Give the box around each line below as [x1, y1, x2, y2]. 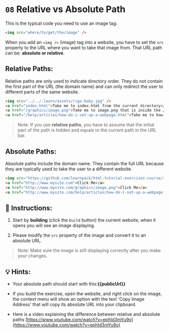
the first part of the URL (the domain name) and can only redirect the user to [5, 83, 163, 89]
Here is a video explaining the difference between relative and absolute [12, 311, 160, 317]
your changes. [17, 253, 48, 259]
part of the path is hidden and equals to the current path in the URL [17, 127, 157, 133]
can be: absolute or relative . [5, 50, 65, 56]
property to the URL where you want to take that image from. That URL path [5, 44, 162, 51]
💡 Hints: [5, 267, 31, 276]
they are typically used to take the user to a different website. [5, 166, 132, 172]
